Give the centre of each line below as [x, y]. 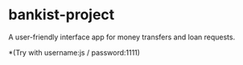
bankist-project [62, 15]
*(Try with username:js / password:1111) [74, 52]
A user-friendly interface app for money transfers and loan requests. [122, 37]
